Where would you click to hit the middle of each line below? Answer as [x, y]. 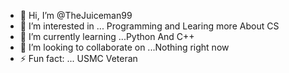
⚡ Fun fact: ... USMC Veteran [78, 58]
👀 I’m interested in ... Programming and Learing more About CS [149, 26]
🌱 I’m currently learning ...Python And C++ [107, 36]
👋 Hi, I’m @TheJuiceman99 [76, 15]
